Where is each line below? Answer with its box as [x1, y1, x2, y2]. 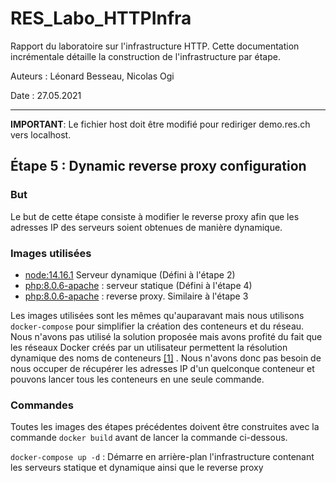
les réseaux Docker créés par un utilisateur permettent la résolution [10, 341, 288, 353]
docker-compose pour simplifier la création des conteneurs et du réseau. [10, 320, 305, 332]
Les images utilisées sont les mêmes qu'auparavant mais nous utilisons [10, 309, 305, 321]
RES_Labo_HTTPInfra [10, 7, 192, 30]
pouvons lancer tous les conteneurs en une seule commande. [10, 373, 265, 385]
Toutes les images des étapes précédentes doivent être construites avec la [10, 421, 320, 433]
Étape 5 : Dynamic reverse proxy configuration [10, 158, 307, 175]
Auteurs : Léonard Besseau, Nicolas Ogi [10, 70, 175, 82]
